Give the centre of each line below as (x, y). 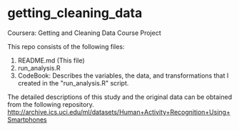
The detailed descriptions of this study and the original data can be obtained (120, 97)
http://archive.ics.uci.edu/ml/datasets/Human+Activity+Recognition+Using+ (119, 112)
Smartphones (27, 120)
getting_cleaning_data (75, 13)
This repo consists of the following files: (66, 46)
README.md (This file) (51, 60)
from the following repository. (51, 104)
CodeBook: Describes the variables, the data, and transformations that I (123, 75)
